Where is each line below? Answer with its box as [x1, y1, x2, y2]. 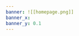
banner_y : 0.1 [5, 20, 42, 26]
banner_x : [5, 15, 31, 21]
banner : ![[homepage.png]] [5, 9, 74, 15]
